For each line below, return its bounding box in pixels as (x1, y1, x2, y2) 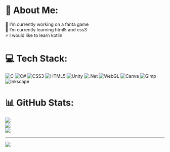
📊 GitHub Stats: (5, 97, 74, 109)
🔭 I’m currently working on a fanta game (5, 21, 89, 27)
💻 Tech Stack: (5, 53, 68, 65)
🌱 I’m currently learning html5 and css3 (5, 26, 87, 32)
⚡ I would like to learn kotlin (5, 32, 63, 38)
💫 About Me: (5, 5, 59, 16)
